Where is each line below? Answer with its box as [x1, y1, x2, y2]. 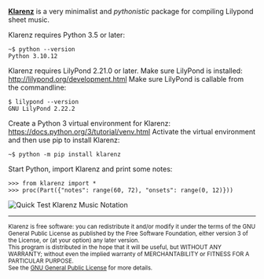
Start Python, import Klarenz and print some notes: [8, 164, 173, 174]
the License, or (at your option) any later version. [8, 237, 140, 244]
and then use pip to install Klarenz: [8, 135, 120, 145]
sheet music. [8, 15, 49, 24]
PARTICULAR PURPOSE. [8, 257, 75, 265]
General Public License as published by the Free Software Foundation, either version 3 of [8, 229, 249, 237]
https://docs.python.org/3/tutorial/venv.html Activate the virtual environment [8, 127, 256, 136]
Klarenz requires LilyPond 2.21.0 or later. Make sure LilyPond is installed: [8, 66, 243, 75]
